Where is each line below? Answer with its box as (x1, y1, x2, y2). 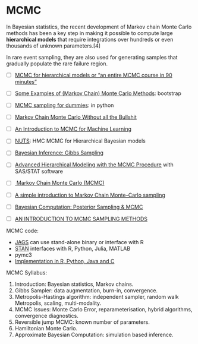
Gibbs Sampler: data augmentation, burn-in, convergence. (14, 286, 158, 294)
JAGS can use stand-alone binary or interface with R (14, 238, 144, 245)
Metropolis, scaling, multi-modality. (14, 299, 102, 307)
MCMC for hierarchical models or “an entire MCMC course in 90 (14, 71, 172, 78)
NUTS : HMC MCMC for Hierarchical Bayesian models (14, 137, 146, 144)
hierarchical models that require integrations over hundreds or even (6, 36, 174, 43)
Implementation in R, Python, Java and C (14, 257, 115, 264)
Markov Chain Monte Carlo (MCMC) (16, 179, 105, 187)
